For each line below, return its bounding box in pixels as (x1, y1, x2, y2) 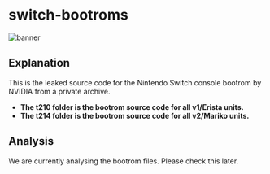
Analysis (8, 134, 54, 148)
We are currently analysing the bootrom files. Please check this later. (8, 156, 239, 166)
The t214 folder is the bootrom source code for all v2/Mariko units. (20, 111, 250, 120)
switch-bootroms (8, 6, 128, 24)
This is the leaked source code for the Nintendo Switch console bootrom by (8, 77, 262, 87)
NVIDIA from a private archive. (8, 86, 111, 96)
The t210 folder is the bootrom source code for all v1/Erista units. (20, 102, 244, 111)
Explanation (8, 56, 71, 70)
